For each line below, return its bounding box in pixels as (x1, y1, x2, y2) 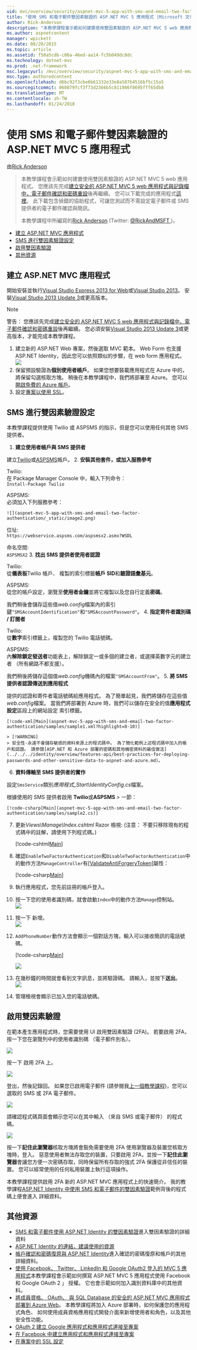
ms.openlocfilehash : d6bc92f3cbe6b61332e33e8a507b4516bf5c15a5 (6, 80, 164, 85)
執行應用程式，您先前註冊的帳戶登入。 (15, 884, 108, 891)
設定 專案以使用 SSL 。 (15, 388, 68, 395)
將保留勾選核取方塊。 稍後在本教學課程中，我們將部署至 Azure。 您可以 (15, 374, 188, 381)
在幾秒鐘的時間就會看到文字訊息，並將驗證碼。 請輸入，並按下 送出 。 (15, 974, 181, 981)
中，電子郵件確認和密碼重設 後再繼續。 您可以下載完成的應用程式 (20, 190, 177, 197)
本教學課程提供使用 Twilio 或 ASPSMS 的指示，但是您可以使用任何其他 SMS (6, 424, 189, 431)
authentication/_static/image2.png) (6, 515, 96, 521)
